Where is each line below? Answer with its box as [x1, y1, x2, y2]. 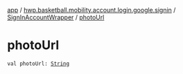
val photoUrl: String [7, 60, 70, 67]
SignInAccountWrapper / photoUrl [7, 13, 105, 21]
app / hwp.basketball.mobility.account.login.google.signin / [7, 6, 176, 14]
